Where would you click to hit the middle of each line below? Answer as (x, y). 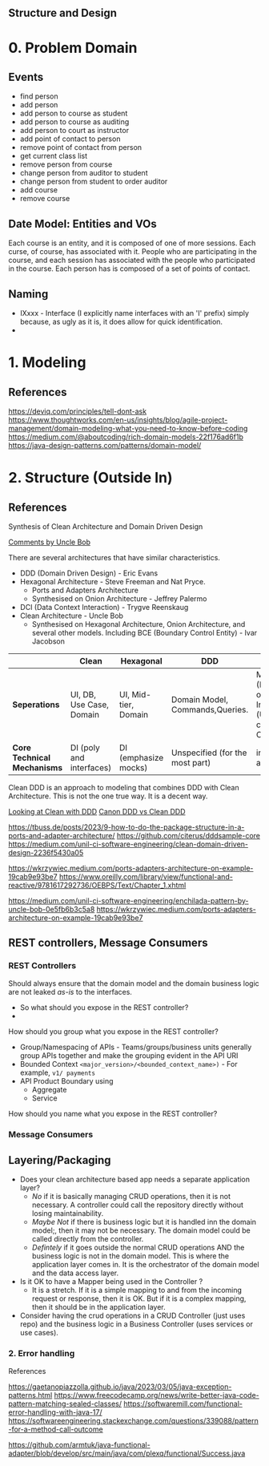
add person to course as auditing (74, 122)
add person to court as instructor (74, 131)
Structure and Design (63, 13)
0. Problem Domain (73, 48)
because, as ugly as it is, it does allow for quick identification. (121, 322)
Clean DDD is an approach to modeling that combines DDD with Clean (124, 788)
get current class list (54, 156)
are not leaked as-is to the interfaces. (70, 991)
